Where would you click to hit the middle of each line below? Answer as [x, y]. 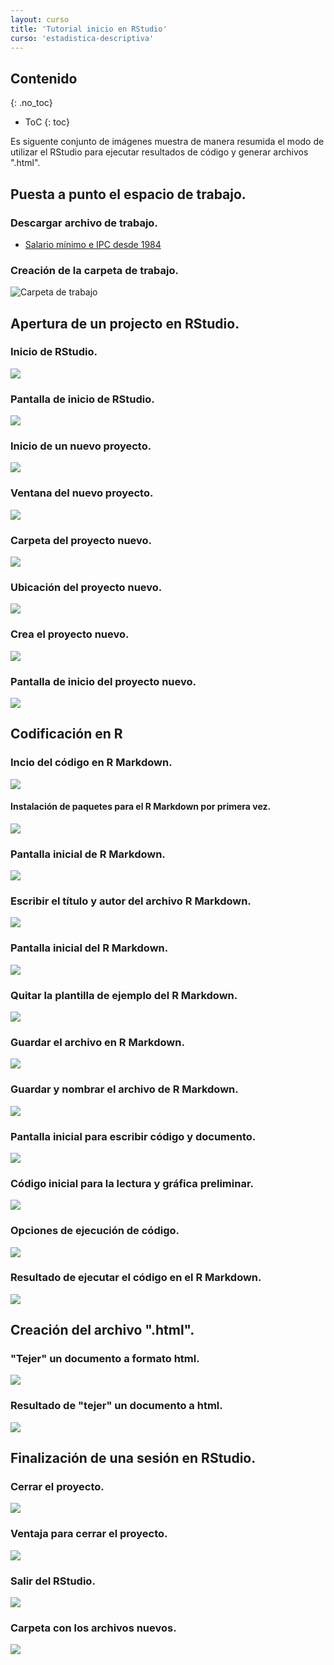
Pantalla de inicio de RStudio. [82, 399]
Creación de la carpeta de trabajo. [94, 270]
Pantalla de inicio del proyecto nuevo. [103, 681]
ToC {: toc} [47, 122]
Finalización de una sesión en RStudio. [133, 1458]
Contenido [44, 78]
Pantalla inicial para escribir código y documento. [133, 1136]
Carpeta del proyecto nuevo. [81, 540]
